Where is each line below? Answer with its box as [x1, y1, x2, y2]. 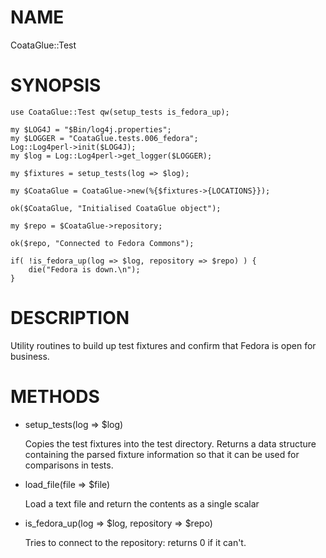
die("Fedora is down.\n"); [28, 264, 141, 275]
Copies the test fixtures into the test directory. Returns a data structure [24, 437, 317, 450]
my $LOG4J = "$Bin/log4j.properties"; [10, 124, 172, 135]
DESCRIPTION [10, 307, 130, 330]
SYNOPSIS [10, 74, 102, 97]
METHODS [10, 386, 100, 408]
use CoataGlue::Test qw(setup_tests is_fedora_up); [10, 107, 230, 117]
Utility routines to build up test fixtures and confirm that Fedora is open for [10, 339, 317, 351]
